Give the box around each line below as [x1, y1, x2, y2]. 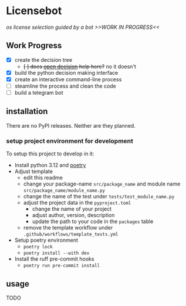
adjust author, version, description [32, 212, 115, 219]
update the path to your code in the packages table [32, 218, 154, 225]
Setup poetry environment [14, 237, 78, 244]
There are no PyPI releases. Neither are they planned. [6, 122, 136, 129]
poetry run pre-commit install [23, 263, 100, 269]
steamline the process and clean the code [14, 82, 116, 89]
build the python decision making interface [14, 69, 119, 76]
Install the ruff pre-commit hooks [14, 255, 94, 262]
